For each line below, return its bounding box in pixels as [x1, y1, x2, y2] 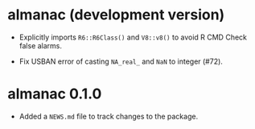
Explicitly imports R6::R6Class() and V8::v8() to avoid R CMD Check [19, 32, 247, 42]
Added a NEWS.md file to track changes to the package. [19, 111, 199, 121]
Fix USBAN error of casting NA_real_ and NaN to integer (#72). [19, 56, 223, 66]
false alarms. [19, 40, 62, 50]
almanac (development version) [7, 6, 225, 24]
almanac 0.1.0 [7, 85, 102, 103]
